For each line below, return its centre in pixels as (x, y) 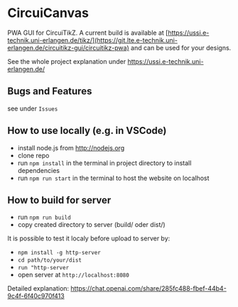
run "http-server (43, 268)
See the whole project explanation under (67, 61)
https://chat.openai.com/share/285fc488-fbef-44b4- (149, 289)
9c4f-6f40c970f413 (36, 296)
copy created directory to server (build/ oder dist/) (91, 225)
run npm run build (44, 217)
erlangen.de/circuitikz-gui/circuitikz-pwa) (68, 48)
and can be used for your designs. (181, 48)
